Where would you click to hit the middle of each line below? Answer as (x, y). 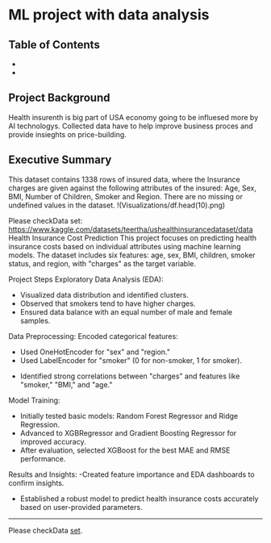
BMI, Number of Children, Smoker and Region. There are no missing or (126, 196)
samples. (35, 320)
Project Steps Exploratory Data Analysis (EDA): (86, 279)
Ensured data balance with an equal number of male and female (126, 311)
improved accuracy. (53, 441)
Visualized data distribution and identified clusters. (104, 294)
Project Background (59, 98)
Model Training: (34, 400)
